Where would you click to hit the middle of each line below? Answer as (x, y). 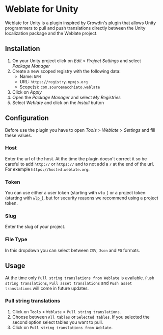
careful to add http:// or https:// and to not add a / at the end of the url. (80, 164)
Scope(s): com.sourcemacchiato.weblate (60, 87)
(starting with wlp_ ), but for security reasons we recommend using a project (82, 198)
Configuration (27, 118)
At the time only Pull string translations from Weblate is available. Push (80, 278)
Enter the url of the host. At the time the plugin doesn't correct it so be (76, 158)
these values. (19, 135)
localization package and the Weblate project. (51, 33)
